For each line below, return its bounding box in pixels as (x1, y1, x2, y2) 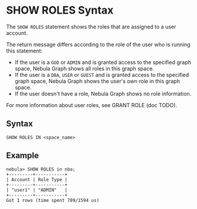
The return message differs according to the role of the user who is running (6, 41, 191, 48)
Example (6, 150, 39, 160)
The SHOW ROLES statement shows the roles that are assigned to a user (6, 23, 177, 30)
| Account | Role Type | (6, 176, 68, 182)
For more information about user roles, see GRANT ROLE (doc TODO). (6, 101, 177, 108)
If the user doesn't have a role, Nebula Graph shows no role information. (14, 90, 192, 97)
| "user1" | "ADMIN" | (6, 187, 68, 193)
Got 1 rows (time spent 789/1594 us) (6, 197, 100, 203)
